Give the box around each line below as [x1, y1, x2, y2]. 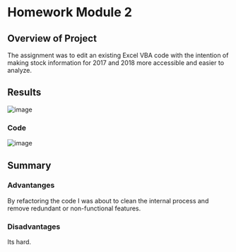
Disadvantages [7, 222, 61, 232]
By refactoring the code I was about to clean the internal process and [7, 196, 209, 205]
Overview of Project [7, 32, 98, 44]
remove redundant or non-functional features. [7, 204, 141, 212]
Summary [7, 160, 52, 172]
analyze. [7, 66, 33, 74]
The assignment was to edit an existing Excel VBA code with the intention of [7, 51, 229, 59]
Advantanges [7, 181, 55, 191]
